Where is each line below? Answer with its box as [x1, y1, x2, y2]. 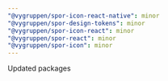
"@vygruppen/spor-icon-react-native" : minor [7, 11, 160, 20]
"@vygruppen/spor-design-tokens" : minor [7, 19, 146, 27]
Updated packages [7, 63, 71, 73]
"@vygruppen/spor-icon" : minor [7, 42, 113, 50]
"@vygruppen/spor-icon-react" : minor [7, 26, 135, 34]
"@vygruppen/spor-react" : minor [7, 34, 116, 43]
